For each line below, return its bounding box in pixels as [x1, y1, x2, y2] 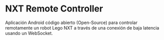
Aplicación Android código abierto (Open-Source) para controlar [5, 19, 138, 25]
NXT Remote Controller [5, 3, 103, 14]
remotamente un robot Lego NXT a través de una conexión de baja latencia [5, 24, 160, 30]
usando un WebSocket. [5, 30, 53, 36]
